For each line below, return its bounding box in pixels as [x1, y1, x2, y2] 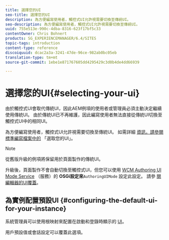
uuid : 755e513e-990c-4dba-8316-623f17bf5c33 [5, 26, 101, 32]
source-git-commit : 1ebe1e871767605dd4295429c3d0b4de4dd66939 [5, 60, 140, 65]
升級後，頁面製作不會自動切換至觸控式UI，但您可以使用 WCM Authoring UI [5, 167, 161, 173]
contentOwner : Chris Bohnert [5, 31, 67, 36]
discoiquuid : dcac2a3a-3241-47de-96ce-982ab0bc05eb [5, 50, 117, 55]
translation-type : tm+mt [5, 55, 58, 60]
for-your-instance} [5, 204, 67, 213]
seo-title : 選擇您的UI [5, 12, 50, 17]
